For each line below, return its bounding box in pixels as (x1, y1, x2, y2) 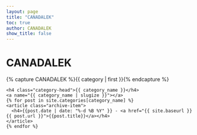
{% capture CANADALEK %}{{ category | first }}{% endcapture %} (6, 76, 169, 83)
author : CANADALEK (6, 25, 52, 31)
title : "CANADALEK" (6, 14, 55, 20)
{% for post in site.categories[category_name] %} (6, 98, 134, 104)
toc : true (6, 20, 31, 25)
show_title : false (6, 31, 52, 37)
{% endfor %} (6, 124, 39, 130)
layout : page (6, 8, 39, 15)
